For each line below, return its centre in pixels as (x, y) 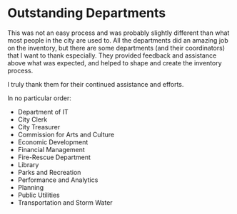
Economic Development (53, 142)
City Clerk (32, 119)
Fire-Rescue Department (54, 157)
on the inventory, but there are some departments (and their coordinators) (116, 48)
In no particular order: (39, 98)
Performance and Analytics (58, 180)
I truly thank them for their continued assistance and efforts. (96, 84)
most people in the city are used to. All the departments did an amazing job (118, 40)
